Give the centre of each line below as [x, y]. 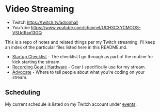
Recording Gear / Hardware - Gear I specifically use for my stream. [79, 67]
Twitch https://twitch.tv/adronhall [45, 22]
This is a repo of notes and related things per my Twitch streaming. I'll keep [80, 42]
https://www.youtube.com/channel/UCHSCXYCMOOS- [86, 27]
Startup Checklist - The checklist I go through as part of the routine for [83, 56]
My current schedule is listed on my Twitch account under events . [71, 104]
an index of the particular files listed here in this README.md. [66, 47]
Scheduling [23, 92]
